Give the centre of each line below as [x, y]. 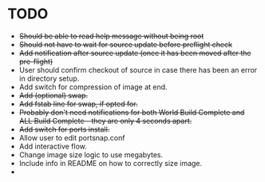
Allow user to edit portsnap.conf [72, 137]
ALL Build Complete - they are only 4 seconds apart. [105, 121]
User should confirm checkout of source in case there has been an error [138, 69]
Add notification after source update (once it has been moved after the [135, 53]
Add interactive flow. [53, 146]
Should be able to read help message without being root [111, 36]
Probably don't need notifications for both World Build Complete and [132, 112]
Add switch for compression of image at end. [93, 87]
